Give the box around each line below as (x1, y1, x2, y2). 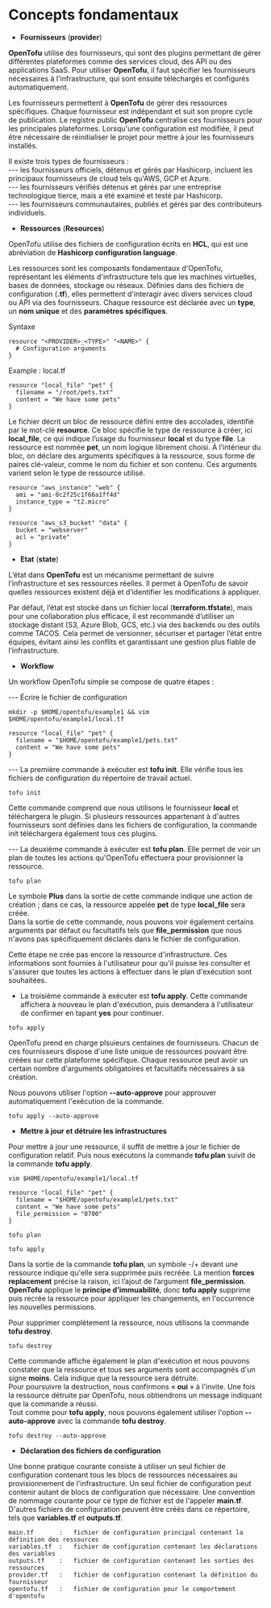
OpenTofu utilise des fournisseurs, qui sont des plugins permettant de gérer (8, 48, 261, 57)
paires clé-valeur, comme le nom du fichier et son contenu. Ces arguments (8, 459, 257, 469)
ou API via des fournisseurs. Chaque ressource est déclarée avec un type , (8, 297, 256, 307)
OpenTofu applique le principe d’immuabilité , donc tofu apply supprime (8, 1284, 251, 1294)
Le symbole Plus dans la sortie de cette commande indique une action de (8, 891, 252, 900)
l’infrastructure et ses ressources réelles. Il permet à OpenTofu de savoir (8, 578, 248, 588)
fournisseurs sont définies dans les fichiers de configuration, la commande (8, 820, 257, 829)
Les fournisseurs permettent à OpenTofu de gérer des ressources (8, 98, 228, 107)
